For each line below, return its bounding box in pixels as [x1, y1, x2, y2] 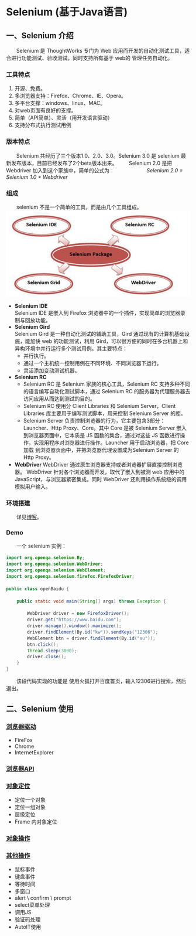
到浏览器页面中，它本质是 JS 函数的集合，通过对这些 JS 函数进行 [23, 431, 180, 438]
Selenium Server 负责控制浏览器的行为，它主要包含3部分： [23, 417, 166, 424]
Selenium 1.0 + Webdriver [6, 173, 68, 181]
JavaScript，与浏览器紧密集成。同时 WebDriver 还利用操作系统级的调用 [14, 475, 187, 482]
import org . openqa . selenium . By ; [6, 555, 85, 561]
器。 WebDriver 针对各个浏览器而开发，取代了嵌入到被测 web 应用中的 [14, 468, 185, 475]
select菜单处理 [14, 901, 50, 908]
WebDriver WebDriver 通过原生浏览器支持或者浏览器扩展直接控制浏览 [14, 461, 183, 468]
